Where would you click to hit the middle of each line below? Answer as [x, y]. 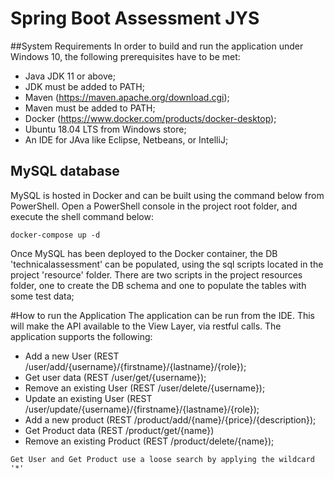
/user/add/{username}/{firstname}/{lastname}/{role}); [135, 366]
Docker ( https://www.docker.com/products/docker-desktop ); [150, 118]
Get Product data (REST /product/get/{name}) [119, 430]
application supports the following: [81, 336]
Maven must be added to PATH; [90, 108]
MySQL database [65, 171]
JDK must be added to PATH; [84, 86]
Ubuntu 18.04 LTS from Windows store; [105, 129]
